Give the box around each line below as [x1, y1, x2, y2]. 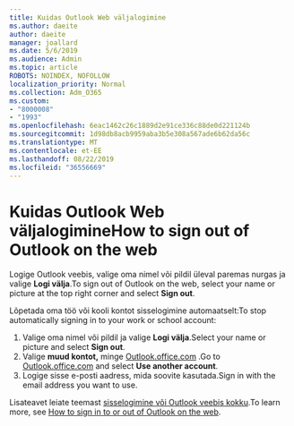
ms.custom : [9, 96, 50, 106]
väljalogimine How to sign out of [9, 220, 250, 241]
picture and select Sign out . [22, 342, 125, 353]
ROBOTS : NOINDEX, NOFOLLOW [9, 72, 110, 81]
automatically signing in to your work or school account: [9, 315, 217, 326]
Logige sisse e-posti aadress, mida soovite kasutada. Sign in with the [22, 371, 276, 381]
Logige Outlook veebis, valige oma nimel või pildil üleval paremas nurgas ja [9, 269, 286, 280]
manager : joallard [9, 38, 78, 47]
